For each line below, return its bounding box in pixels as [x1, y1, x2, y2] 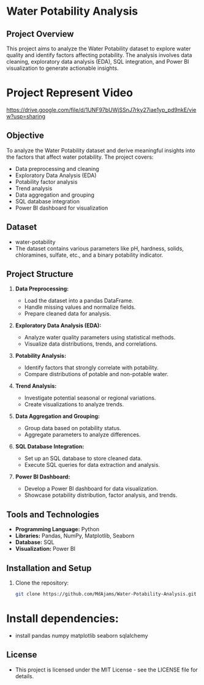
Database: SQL [15, 539, 55, 546]
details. [15, 672, 34, 679]
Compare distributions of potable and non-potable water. [24, 371, 168, 378]
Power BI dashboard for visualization [15, 204, 108, 211]
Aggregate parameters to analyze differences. [24, 431, 141, 439]
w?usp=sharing [6, 112, 46, 120]
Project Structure [6, 268, 74, 279]
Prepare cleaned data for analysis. [24, 310, 111, 317]
